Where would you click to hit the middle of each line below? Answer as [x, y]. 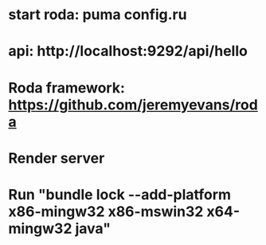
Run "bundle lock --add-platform [120, 194]
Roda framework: [67, 87]
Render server [57, 158]
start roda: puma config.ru [98, 15]
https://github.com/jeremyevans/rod [133, 105]
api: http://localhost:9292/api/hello [128, 51]
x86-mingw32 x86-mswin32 [106, 211]
